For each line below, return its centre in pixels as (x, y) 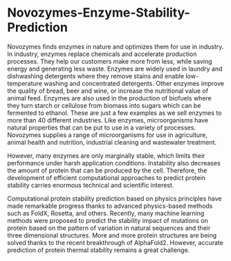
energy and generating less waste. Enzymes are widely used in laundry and (115, 69)
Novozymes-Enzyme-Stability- (99, 13)
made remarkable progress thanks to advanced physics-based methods (110, 206)
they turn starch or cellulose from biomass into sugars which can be (104, 105)
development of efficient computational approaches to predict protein (107, 177)
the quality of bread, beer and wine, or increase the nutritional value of (108, 91)
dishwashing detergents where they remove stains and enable (96, 76)
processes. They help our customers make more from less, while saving (110, 61)
